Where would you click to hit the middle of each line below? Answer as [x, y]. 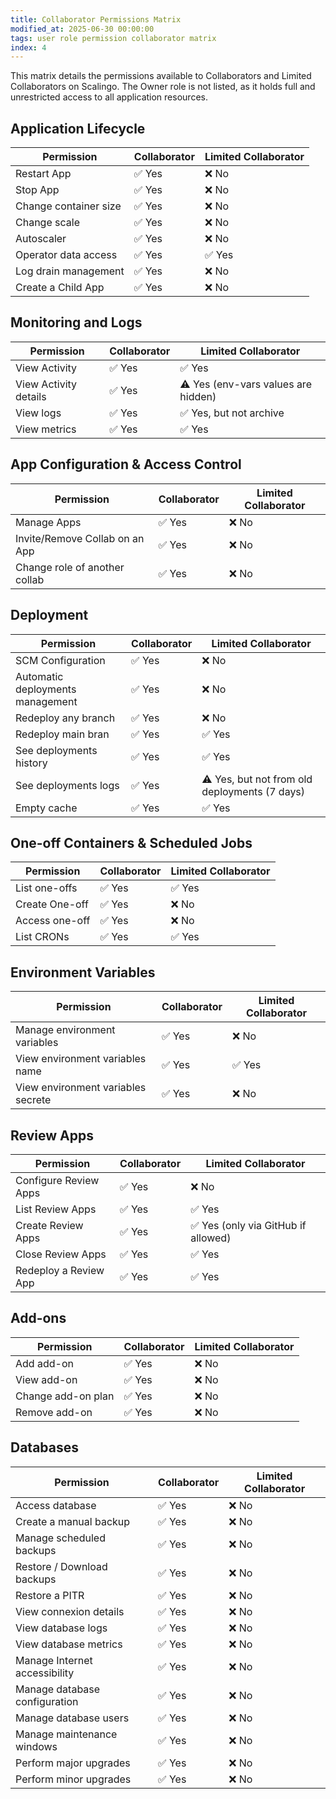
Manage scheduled [60, 1538]
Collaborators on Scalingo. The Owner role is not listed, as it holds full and [163, 87]
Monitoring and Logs [76, 322]
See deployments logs [67, 785]
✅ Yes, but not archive [232, 413]
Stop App [37, 190]
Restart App [43, 174]
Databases [45, 1447]
